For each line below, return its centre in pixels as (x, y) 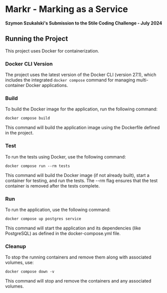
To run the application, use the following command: (58, 209)
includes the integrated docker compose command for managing (70, 80)
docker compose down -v (30, 272)
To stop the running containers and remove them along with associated (78, 257)
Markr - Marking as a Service (67, 9)
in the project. (19, 133)
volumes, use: (19, 262)
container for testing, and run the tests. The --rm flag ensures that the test (82, 180)
